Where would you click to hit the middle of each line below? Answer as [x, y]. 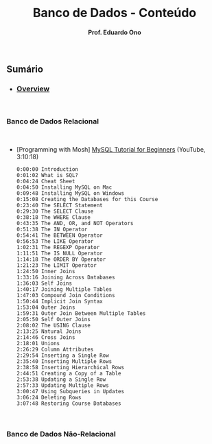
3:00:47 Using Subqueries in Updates [70, 392]
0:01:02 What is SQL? [47, 176]
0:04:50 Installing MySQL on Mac [64, 187]
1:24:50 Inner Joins [46, 272]
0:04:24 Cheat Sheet [46, 182]
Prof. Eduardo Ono [115, 32]
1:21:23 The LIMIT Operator [56, 266]
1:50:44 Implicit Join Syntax [60, 302]
